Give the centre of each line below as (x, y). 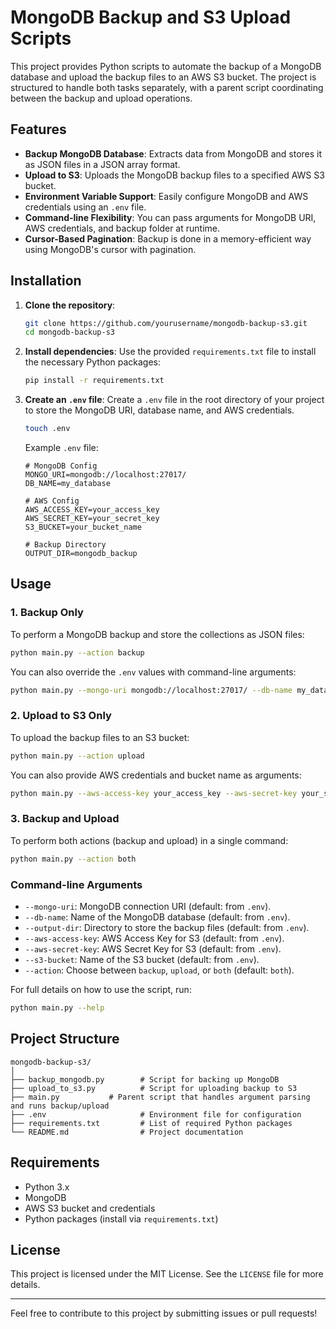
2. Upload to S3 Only (61, 716)
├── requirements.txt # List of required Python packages (151, 1123)
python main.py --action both (73, 859)
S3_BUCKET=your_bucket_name (83, 527)
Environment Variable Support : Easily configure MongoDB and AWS (166, 196)
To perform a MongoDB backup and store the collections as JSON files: (157, 634)
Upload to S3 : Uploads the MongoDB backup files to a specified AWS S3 (174, 175)
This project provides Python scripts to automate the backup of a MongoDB (166, 66)
